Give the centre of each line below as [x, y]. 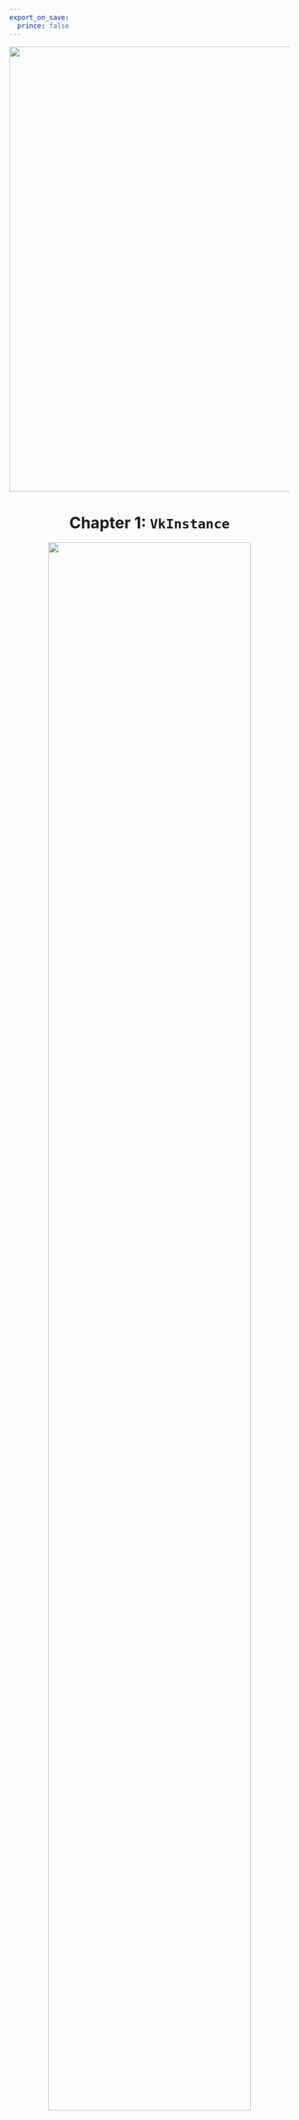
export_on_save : [39, 17]
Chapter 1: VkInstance [149, 523]
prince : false [43, 26]
